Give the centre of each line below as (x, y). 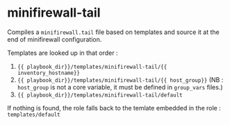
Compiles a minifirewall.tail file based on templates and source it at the (114, 32)
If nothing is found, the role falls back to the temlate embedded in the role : (114, 108)
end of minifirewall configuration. (55, 39)
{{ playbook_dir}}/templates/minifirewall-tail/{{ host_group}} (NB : (120, 80)
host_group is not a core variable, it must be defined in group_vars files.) (120, 87)
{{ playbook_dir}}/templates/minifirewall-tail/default (100, 95)
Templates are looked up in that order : (63, 53)
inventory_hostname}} (48, 73)
